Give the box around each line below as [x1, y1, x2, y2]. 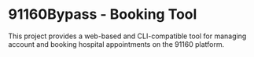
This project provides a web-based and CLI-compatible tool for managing [8, 31, 247, 41]
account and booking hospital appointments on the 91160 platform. [8, 39, 225, 48]
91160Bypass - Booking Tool [8, 5, 197, 23]
